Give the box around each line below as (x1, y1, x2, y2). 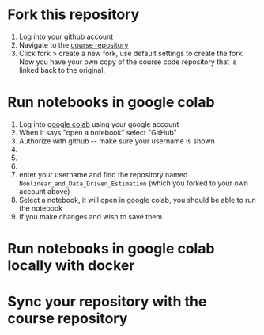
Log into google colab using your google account (18, 119, 179, 128)
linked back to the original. (18, 65, 106, 74)
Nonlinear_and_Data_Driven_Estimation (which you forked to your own (18, 178, 248, 188)
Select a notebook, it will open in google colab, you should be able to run (18, 195, 256, 204)
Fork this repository (7, 6, 140, 24)
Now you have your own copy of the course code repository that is (18, 57, 237, 67)
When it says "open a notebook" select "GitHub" (18, 128, 177, 137)
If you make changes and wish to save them (18, 211, 163, 221)
